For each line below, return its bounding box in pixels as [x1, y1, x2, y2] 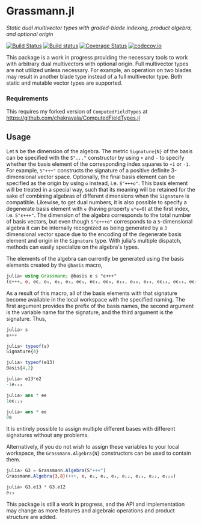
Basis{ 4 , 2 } [6, 365, 34, 371]
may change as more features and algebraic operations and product [6, 506, 176, 514]
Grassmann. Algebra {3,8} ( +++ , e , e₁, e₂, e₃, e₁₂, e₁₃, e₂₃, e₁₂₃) [6, 473, 176, 479]
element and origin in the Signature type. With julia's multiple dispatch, [6, 237, 182, 244]
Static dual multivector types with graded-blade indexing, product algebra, [6, 24, 192, 31]
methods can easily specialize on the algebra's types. [6, 243, 139, 250]
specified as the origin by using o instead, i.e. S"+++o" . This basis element [6, 180, 188, 187]
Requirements [6, 94, 49, 103]
